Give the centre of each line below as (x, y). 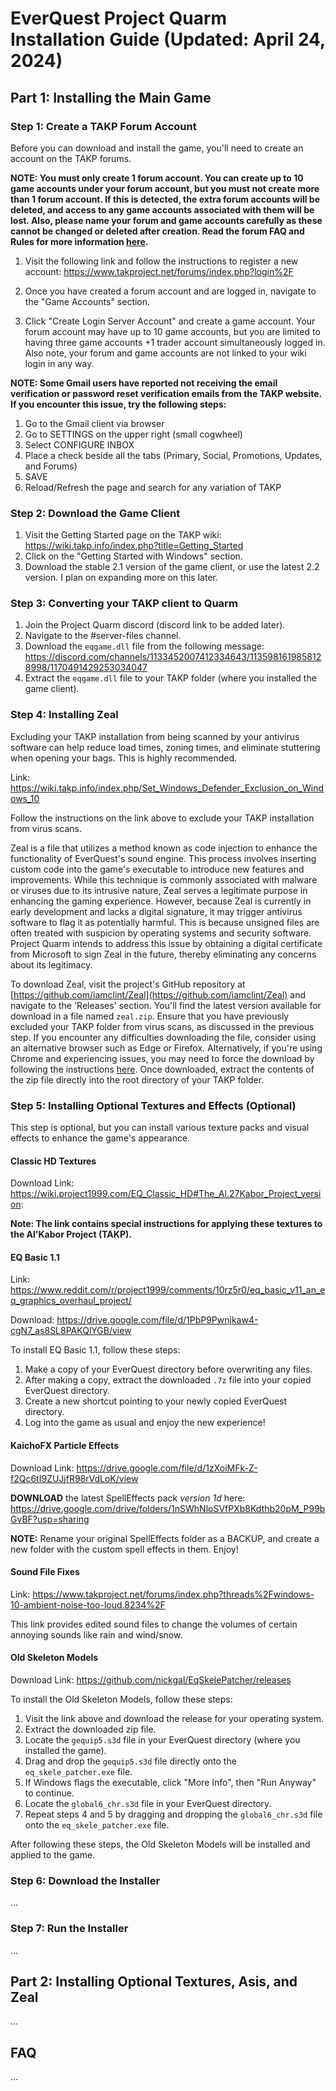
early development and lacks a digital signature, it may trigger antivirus (156, 911)
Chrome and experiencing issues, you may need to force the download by (162, 1058)
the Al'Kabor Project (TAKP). (71, 1234)
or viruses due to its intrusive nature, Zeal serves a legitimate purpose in (159, 890)
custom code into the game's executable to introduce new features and (157, 869)
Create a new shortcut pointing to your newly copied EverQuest (156, 1401)
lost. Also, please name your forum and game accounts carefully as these (166, 220)
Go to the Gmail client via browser (94, 423)
